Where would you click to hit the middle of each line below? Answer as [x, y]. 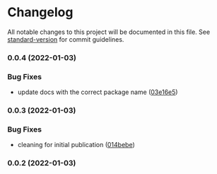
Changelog [40, 12]
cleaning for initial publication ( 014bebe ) [76, 145]
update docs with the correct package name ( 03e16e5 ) [98, 92]
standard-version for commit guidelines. [66, 39]
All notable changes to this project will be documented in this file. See [109, 32]
